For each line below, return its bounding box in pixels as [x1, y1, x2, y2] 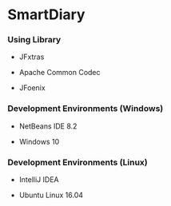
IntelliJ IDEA [18, 175, 59, 184]
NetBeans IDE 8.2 [18, 121, 78, 131]
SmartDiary [7, 6, 85, 24]
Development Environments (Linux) [7, 156, 149, 168]
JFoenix [18, 83, 46, 93]
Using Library [7, 34, 62, 46]
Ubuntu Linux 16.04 [18, 190, 84, 200]
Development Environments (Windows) [7, 103, 164, 114]
